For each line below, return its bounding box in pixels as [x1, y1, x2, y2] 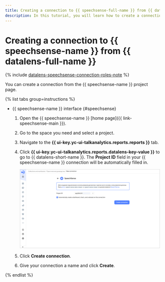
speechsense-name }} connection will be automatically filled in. [19, 160, 148, 166]
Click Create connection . [19, 253, 71, 259]
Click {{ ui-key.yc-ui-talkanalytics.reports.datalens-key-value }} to [19, 149, 160, 155]
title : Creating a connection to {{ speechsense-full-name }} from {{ [5, 8, 153, 13]
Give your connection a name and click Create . [19, 263, 115, 269]
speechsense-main [19, 120, 59, 126]
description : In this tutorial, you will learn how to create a [5, 13, 139, 18]
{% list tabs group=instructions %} [5, 96, 75, 102]
